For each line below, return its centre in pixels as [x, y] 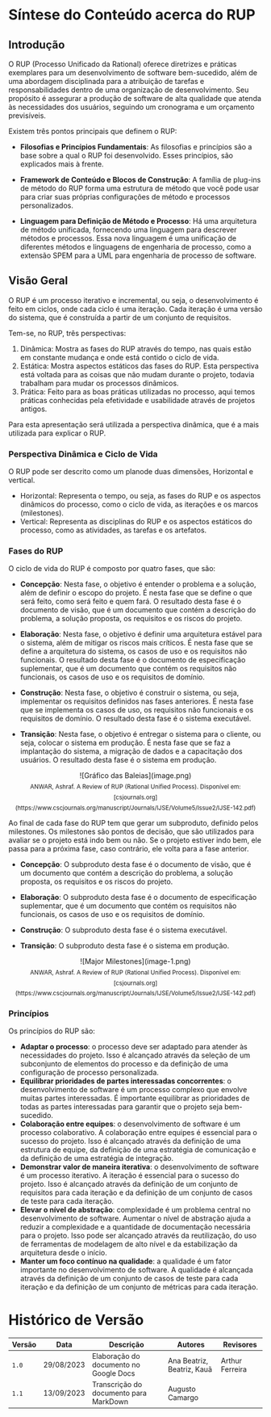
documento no [116, 1365]
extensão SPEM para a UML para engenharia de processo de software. [138, 255]
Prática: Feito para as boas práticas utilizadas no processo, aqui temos [138, 391]
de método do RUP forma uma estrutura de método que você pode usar [140, 188]
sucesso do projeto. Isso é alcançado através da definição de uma [130, 1142]
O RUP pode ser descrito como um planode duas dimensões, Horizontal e [131, 472]
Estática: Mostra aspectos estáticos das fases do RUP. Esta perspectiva [140, 366]
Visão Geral [38, 281]
